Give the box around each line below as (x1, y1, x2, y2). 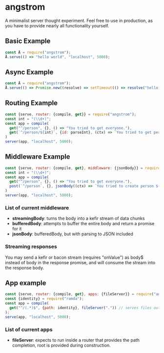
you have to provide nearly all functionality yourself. (5, 22, 109, 28)
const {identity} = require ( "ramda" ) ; (5, 296, 84, 301)
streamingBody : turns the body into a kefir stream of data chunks (12, 215, 145, 221)
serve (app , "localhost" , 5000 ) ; (5, 314, 71, 319)
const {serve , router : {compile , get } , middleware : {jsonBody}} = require (5, 166, 161, 170)
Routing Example (5, 99, 58, 107)
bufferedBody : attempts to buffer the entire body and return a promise (12, 221, 155, 227)
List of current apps (5, 326, 53, 333)
